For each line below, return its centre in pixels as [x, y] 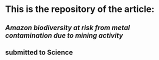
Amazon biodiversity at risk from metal [67, 28]
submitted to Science [39, 52]
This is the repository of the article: [80, 9]
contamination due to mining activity [64, 35]
